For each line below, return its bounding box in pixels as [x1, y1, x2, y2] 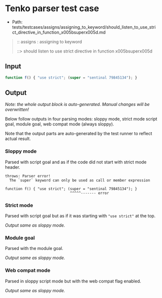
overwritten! [5, 106, 29, 112]
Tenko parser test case [5, 3, 99, 14]
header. [5, 164, 20, 170]
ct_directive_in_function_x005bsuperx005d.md [12, 29, 106, 35]
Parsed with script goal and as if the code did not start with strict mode [5, 159, 147, 165]
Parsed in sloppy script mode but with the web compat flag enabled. [5, 278, 141, 284]
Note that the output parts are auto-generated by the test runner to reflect [5, 131, 152, 137]
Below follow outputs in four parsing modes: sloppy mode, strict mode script [5, 116, 158, 122]
